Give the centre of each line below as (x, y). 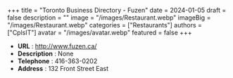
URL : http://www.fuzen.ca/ (57, 46)
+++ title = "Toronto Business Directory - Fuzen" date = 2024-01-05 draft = (117, 10)
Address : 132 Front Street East (63, 69)
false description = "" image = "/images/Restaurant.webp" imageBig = (109, 18)
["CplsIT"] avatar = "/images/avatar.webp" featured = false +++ (100, 32)
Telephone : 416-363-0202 (57, 61)
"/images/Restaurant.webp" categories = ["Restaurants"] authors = (105, 25)
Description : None (45, 53)
